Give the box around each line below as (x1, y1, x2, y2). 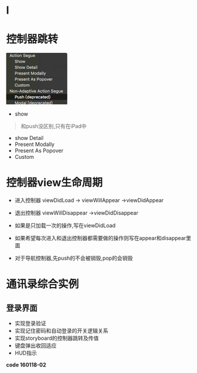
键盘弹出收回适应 (14, 342, 57, 349)
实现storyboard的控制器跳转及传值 (14, 334, 99, 342)
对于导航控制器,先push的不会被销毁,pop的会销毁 (14, 254, 133, 262)
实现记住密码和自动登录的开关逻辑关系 (14, 327, 108, 334)
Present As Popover (14, 147, 64, 154)
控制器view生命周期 (6, 176, 103, 190)
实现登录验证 (14, 320, 46, 327)
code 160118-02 (6, 361, 46, 368)
